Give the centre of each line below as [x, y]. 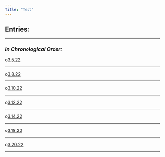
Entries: [17, 30]
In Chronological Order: [34, 49]
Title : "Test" [20, 10]
